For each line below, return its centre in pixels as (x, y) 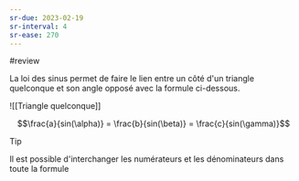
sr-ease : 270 (34, 35)
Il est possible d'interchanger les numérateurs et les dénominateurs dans (147, 159)
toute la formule (39, 169)
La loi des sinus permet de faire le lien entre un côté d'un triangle (132, 79)
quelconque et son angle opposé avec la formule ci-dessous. (125, 89)
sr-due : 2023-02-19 (47, 18)
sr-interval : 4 (38, 27)
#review (25, 61)
